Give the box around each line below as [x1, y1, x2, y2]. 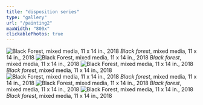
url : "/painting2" [6, 20, 53, 26]
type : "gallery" [6, 14, 47, 20]
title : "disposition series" [6, 8, 80, 15]
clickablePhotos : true [6, 31, 63, 37]
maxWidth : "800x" [6, 25, 50, 32]
